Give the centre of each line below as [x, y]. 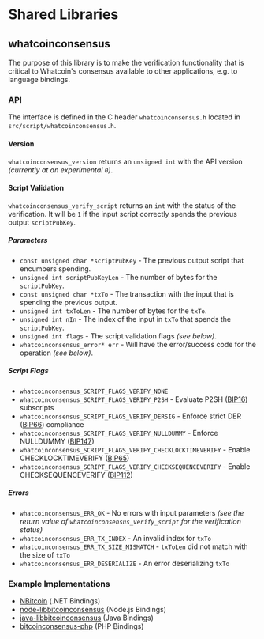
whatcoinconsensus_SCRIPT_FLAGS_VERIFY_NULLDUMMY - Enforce [119, 433]
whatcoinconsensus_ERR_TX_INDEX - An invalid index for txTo [115, 538]
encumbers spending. [55, 268]
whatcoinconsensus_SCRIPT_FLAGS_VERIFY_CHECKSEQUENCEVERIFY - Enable [135, 466]
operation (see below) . [56, 353]
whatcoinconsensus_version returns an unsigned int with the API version [125, 161]
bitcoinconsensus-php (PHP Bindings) [82, 626]
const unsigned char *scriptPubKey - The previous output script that [132, 260]
